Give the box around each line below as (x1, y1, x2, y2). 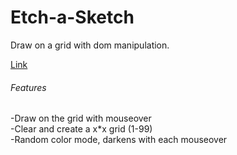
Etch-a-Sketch (10, 6, 135, 29)
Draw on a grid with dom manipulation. (10, 39, 170, 51)
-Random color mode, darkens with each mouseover (10, 134, 228, 146)
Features (10, 81, 47, 93)
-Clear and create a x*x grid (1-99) (10, 123, 153, 135)
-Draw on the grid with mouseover (10, 112, 152, 125)
